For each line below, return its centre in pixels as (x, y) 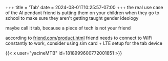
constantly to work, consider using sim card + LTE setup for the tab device (84, 43)
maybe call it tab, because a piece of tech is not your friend (68, 28)
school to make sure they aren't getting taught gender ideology (72, 18)
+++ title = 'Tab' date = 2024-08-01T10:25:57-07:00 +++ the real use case (84, 7)
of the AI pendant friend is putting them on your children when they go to (82, 13)
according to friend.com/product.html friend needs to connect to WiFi (79, 38)
